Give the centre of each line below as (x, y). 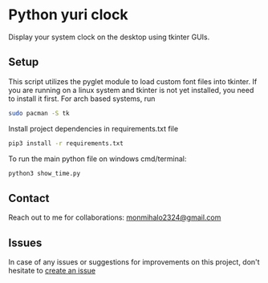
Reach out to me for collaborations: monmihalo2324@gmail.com (115, 217)
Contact (29, 198)
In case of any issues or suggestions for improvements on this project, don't (134, 262)
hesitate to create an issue (52, 271)
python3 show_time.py (45, 173)
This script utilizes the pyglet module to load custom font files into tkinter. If (133, 81)
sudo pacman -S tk (39, 113)
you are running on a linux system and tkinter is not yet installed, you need (131, 90)
